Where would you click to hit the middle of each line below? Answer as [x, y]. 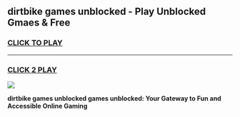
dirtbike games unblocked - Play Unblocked [106, 12]
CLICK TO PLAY [35, 43]
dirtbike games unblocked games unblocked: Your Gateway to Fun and [114, 98]
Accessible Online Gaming [47, 106]
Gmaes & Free [39, 23]
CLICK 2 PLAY [32, 69]
